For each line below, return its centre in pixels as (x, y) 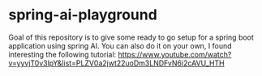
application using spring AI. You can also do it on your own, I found (120, 45)
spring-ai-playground (83, 15)
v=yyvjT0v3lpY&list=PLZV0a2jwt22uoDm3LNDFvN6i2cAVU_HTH (116, 63)
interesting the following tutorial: (62, 54)
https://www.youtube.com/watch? (175, 54)
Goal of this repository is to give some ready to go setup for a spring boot (131, 37)
